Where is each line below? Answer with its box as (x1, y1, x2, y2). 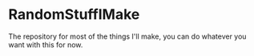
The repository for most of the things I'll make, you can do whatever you (8, 32, 247, 41)
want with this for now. (8, 39, 83, 49)
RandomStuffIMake (8, 6, 140, 24)
